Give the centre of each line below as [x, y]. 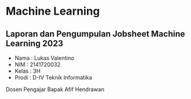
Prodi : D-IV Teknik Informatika [53, 77]
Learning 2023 [35, 43]
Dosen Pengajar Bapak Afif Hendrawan [55, 89]
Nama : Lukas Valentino [44, 58]
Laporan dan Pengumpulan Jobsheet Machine [95, 34]
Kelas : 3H [28, 71]
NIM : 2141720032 [37, 64]
